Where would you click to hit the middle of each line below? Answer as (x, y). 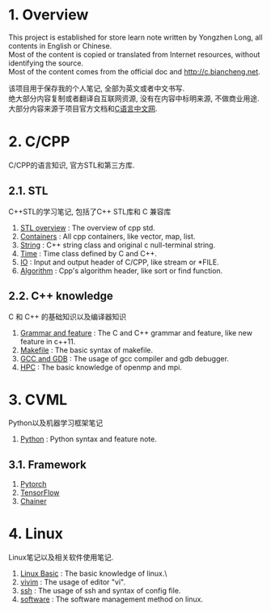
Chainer (33, 501)
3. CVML (38, 400)
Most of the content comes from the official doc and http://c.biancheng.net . (134, 71)
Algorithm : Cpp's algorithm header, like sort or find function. (121, 270)
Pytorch (33, 484)
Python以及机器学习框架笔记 (56, 423)
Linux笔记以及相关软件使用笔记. (61, 557)
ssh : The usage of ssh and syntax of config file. (100, 591)
